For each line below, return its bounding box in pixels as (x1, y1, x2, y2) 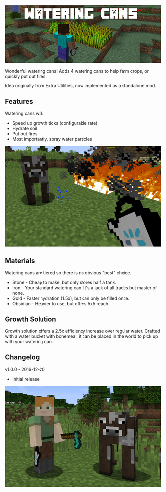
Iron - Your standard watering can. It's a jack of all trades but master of (12, 285, 157, 291)
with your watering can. (5, 338, 53, 344)
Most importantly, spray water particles (12, 136, 92, 142)
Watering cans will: (5, 110, 44, 117)
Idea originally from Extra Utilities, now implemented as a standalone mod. (5, 83, 157, 89)
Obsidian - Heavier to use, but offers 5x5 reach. (12, 301, 110, 307)
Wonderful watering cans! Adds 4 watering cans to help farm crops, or (5, 68, 149, 74)
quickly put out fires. (5, 73, 47, 80)
